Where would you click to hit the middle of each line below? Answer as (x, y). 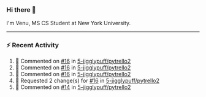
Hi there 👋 (21, 10)
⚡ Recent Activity (33, 45)
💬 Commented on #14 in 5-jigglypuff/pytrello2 (73, 87)
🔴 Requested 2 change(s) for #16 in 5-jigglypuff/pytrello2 (87, 80)
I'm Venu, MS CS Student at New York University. (69, 23)
